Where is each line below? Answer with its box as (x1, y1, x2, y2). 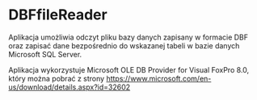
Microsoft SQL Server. (8, 49, 82, 59)
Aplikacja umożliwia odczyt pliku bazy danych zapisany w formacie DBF (8, 32, 249, 42)
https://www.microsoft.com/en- (106, 73, 212, 83)
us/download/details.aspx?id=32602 (8, 82, 131, 92)
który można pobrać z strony (8, 73, 105, 83)
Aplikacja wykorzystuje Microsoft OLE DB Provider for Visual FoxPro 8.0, (8, 65, 250, 74)
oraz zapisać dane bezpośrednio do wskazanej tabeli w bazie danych (8, 40, 240, 50)
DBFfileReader (8, 6, 107, 24)
